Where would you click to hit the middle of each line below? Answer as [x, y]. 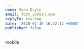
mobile [12, 42]
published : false [23, 28]
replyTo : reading [23, 19]
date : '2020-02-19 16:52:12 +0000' [43, 24]
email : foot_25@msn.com [30, 14]
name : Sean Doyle [23, 10]
